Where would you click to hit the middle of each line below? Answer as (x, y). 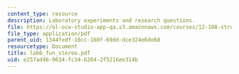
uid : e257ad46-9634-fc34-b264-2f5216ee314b (73, 60)
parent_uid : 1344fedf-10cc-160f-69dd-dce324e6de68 (84, 40)
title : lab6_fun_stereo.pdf (49, 54)
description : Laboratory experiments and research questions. (101, 20)
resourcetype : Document (43, 47)
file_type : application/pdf (49, 33)
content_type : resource (43, 14)
